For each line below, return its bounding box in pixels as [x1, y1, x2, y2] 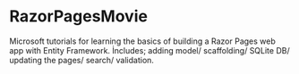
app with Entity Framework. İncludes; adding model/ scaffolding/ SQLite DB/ [9, 45, 290, 55]
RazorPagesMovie [9, 6, 148, 27]
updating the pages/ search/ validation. [9, 54, 155, 65]
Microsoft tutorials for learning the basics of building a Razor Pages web [9, 36, 276, 46]
